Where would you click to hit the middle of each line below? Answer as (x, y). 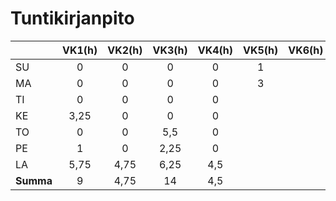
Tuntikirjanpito (72, 18)
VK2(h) (125, 50)
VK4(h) (215, 50)
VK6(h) (306, 50)
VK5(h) (261, 50)
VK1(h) (79, 50)
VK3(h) (170, 50)
